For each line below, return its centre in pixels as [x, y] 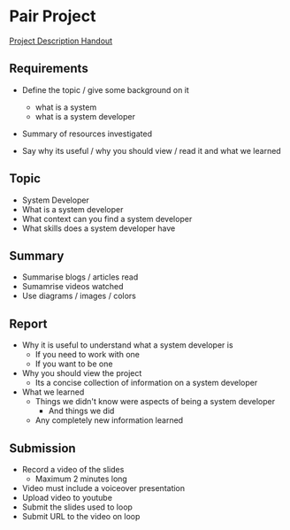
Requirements [49, 69]
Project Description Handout [61, 41]
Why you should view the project [82, 373]
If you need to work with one [87, 355]
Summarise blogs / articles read [80, 277]
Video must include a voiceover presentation [103, 488]
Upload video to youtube [67, 498]
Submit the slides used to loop [77, 507]
